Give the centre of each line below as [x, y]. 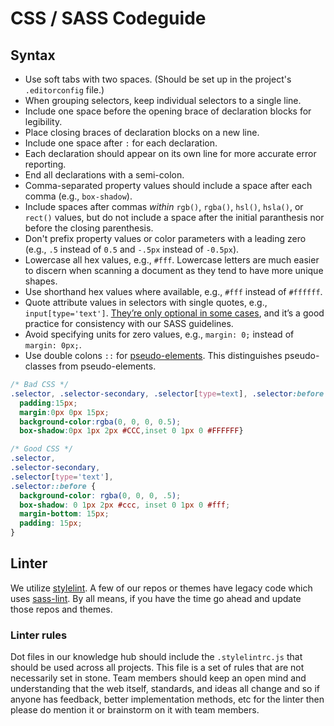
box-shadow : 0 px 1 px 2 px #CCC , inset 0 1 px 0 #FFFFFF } [131, 431]
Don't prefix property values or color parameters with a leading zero [165, 238]
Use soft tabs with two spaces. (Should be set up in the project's [158, 79]
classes [40, 366]
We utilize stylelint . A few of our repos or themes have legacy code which [161, 588]
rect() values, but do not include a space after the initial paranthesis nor [174, 217]
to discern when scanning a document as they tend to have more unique [174, 270]
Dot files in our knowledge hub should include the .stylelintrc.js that [156, 657]
